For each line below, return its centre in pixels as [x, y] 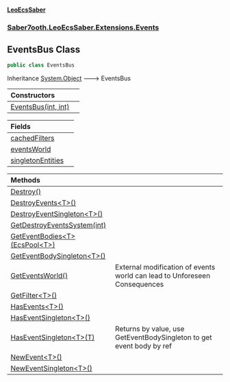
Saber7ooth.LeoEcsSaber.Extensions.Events [83, 27]
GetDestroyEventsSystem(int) [58, 225]
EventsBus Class [44, 49]
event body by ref [144, 346]
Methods [26, 180]
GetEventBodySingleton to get [164, 337]
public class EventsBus [41, 65]
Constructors [33, 95]
